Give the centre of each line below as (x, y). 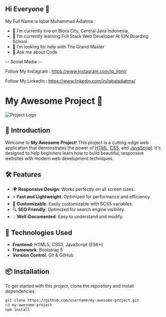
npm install (17, 310)
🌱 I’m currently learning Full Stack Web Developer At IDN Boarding (80, 36)
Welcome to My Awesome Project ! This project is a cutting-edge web (77, 142)
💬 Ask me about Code (35, 52)
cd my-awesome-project (29, 305)
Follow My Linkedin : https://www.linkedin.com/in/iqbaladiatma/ (70, 81)
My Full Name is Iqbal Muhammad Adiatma (49, 21)
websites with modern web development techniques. (60, 158)
